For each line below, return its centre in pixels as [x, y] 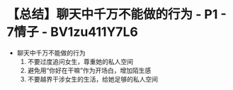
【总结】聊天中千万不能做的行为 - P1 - [117, 14]
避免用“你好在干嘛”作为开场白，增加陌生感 [89, 70]
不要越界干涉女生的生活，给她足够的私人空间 [93, 79]
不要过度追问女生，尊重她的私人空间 [80, 61]
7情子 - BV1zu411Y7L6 [73, 32]
